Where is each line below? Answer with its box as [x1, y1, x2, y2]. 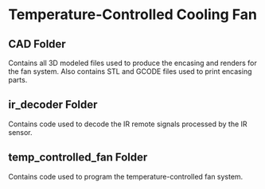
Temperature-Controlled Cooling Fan [8, 6, 257, 24]
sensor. [8, 127, 33, 137]
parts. [8, 75, 28, 84]
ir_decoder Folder [8, 98, 98, 112]
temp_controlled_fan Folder [8, 151, 148, 164]
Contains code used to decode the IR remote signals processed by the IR [8, 119, 248, 129]
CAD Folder [8, 37, 66, 51]
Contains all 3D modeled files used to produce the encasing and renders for [8, 58, 257, 67]
